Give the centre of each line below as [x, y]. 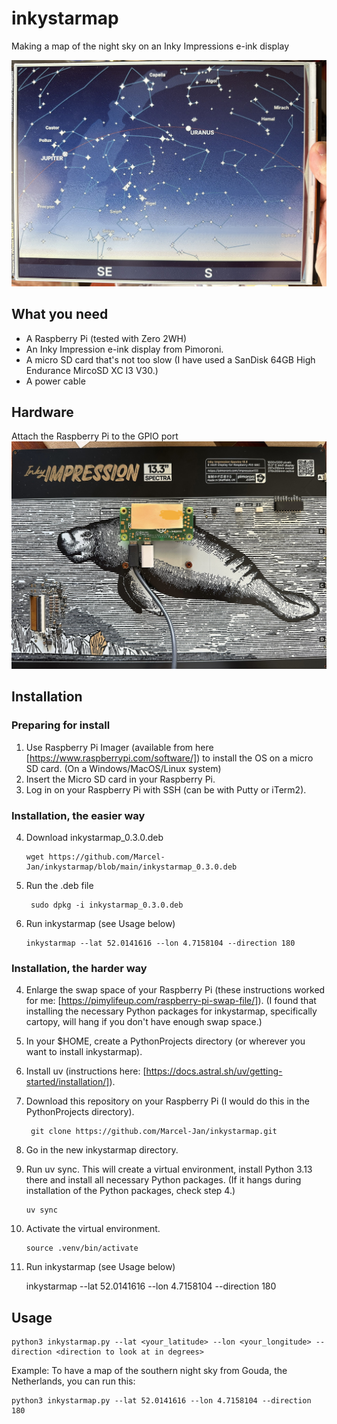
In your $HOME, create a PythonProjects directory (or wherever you [165, 1041]
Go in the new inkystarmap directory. [102, 1150]
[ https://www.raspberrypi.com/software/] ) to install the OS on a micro [169, 758]
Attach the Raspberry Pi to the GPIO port [95, 436]
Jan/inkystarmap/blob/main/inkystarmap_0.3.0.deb [131, 867]
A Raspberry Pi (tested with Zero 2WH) [106, 338]
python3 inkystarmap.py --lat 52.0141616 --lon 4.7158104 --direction [161, 1401]
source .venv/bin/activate [82, 1248]
